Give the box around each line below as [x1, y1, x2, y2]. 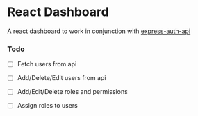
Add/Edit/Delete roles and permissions [17, 88, 129, 96]
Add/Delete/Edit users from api [17, 74, 106, 82]
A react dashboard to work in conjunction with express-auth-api [7, 27, 191, 35]
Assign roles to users [17, 101, 78, 110]
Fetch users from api [17, 60, 77, 68]
